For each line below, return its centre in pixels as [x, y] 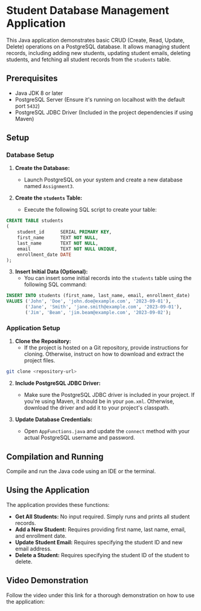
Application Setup [33, 328]
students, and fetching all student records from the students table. [89, 59]
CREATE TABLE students [35, 221]
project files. [40, 361]
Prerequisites [32, 78]
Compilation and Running [55, 456]
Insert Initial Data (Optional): [51, 272]
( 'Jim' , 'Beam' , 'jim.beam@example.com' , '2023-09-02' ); [98, 313]
